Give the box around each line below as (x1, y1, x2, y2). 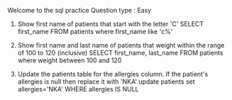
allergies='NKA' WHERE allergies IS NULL (17, 85, 140, 93)
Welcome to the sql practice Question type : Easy (7, 6, 152, 14)
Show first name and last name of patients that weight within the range (17, 41, 225, 49)
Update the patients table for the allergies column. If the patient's (17, 70, 209, 78)
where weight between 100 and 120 (17, 56, 122, 65)
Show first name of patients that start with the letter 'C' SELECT (17, 20, 204, 28)
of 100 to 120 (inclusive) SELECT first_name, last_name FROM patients (17, 49, 223, 57)
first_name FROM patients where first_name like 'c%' (17, 28, 173, 35)
